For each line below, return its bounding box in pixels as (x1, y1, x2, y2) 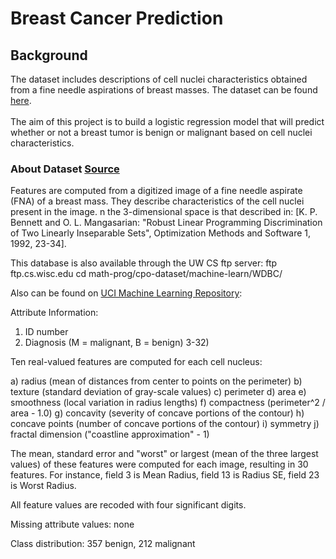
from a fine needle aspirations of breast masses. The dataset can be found (10, 84, 318, 96)
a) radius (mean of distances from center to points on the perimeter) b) (10, 375, 303, 387)
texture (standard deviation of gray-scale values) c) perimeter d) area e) (10, 386, 307, 398)
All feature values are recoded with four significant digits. (10, 499, 247, 511)
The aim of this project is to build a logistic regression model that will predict (10, 116, 325, 127)
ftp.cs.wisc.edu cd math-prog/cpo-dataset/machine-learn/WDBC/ (10, 268, 283, 280)
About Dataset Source (10, 162, 120, 176)
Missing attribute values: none (10, 518, 135, 531)
